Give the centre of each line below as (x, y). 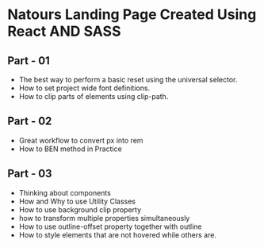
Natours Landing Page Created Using (132, 15)
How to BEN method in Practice (70, 149)
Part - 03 (30, 174)
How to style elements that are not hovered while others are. (118, 234)
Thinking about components (65, 192)
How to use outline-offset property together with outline (110, 226)
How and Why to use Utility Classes (77, 201)
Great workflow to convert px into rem (81, 140)
